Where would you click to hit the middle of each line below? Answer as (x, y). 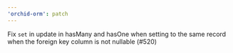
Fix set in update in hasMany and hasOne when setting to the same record (117, 34)
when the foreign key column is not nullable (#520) (82, 41)
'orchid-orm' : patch (38, 14)
